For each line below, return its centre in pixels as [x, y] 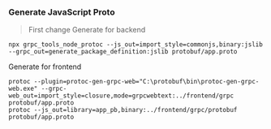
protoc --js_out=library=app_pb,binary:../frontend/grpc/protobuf [123, 110]
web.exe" [23, 89]
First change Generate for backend [87, 30]
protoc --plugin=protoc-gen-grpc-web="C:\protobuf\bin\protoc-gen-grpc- [134, 82]
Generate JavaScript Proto [62, 12]
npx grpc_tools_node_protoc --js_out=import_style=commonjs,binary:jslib [136, 45]
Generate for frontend [45, 67]
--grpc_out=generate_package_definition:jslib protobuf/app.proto [123, 52]
